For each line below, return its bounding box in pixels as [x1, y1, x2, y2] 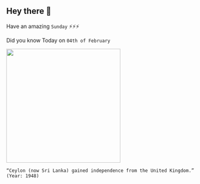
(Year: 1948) [6, 172, 40, 179]
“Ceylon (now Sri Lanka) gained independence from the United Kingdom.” [6, 168, 195, 174]
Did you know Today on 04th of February [6, 36, 111, 44]
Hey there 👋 [6, 6, 52, 16]
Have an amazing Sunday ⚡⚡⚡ [6, 22, 80, 30]
